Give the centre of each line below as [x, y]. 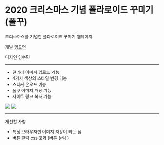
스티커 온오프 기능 [29, 84]
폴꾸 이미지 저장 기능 [32, 90]
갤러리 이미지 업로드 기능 [36, 72]
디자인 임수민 [18, 57]
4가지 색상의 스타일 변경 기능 [40, 78]
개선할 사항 [16, 121]
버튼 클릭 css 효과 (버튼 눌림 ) [41, 138]
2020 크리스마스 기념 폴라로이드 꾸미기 [79, 10]
